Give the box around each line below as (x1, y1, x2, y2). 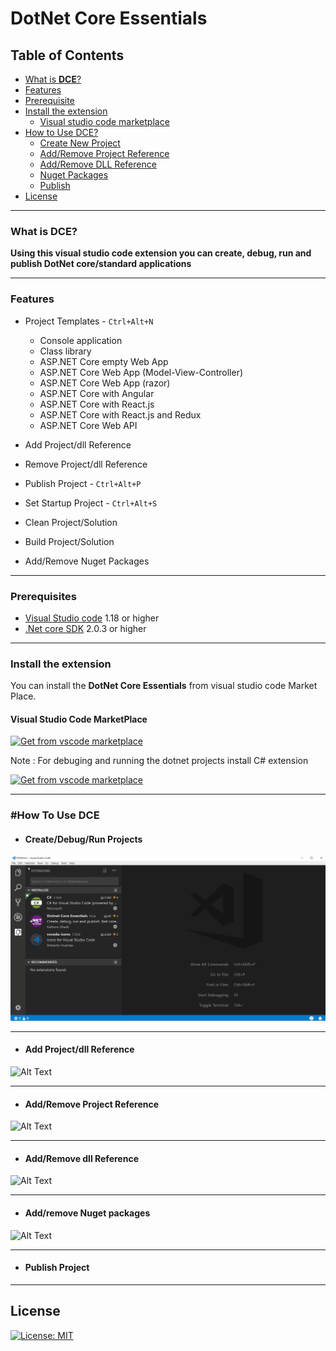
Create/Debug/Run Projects (24, 833, 143, 845)
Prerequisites (10, 589, 77, 603)
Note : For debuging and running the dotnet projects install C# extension (10, 755, 309, 767)
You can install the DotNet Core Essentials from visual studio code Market (10, 680, 318, 692)
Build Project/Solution (24, 535, 115, 547)
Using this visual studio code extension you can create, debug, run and (10, 247, 312, 259)
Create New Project (39, 137, 121, 149)
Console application (39, 334, 123, 346)
